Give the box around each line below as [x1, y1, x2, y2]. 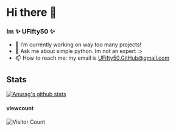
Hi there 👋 [6, 5, 57, 19]
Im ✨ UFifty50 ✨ [6, 27, 55, 36]
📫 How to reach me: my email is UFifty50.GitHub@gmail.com [15, 54, 170, 62]
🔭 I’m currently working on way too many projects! [15, 41, 142, 48]
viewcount [6, 104, 34, 112]
